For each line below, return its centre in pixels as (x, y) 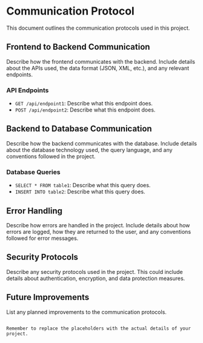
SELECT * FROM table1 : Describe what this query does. (83, 185)
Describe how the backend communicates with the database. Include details (101, 143)
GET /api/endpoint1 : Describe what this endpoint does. (84, 104)
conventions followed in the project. (51, 156)
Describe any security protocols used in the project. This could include (95, 271)
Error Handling (34, 211)
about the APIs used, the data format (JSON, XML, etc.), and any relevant (98, 68)
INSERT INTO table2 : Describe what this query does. (80, 191)
